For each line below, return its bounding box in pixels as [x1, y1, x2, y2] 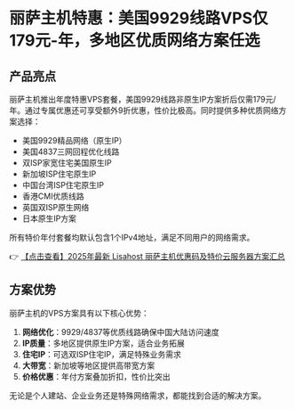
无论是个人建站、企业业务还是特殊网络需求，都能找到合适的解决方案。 [9, 389, 267, 401]
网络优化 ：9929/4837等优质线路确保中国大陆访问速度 [21, 326, 219, 337]
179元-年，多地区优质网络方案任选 [9, 30, 260, 51]
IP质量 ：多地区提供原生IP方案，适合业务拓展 [21, 338, 185, 348]
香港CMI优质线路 [21, 191, 84, 201]
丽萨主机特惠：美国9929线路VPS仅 [9, 8, 268, 29]
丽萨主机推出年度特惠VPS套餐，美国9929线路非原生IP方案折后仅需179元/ [9, 94, 277, 104]
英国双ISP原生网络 [21, 202, 90, 212]
